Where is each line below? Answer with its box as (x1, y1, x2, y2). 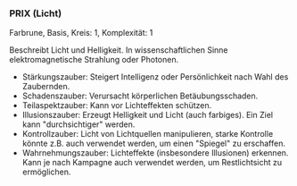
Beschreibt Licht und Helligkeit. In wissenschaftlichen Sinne (9, 45, 228, 55)
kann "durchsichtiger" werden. (21, 119, 136, 130)
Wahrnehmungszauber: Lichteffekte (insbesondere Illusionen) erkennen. (21, 148, 289, 158)
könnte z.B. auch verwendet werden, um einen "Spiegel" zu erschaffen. (21, 138, 285, 149)
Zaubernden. (21, 81, 70, 92)
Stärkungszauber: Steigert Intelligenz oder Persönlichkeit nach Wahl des (21, 72, 289, 82)
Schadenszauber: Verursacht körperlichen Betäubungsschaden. (21, 90, 259, 101)
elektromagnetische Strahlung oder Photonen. (9, 55, 179, 65)
